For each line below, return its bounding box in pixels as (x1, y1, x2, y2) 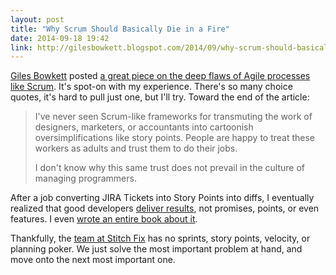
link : (10, 42, 33, 53)
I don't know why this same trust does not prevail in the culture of (34, 162, 306, 174)
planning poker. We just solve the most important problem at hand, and (10, 243, 303, 255)
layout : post (10, 14, 65, 25)
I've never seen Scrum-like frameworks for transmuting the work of (34, 111, 313, 123)
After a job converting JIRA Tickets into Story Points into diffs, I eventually (10, 192, 315, 204)
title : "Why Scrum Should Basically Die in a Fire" (10, 24, 230, 34)
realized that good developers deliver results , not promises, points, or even (10, 202, 320, 215)
